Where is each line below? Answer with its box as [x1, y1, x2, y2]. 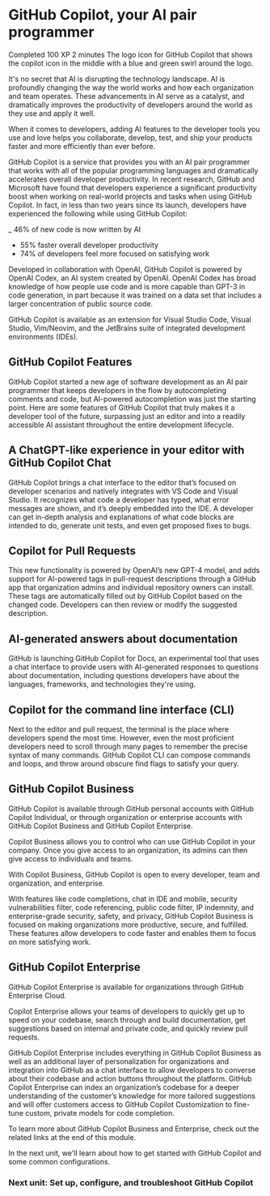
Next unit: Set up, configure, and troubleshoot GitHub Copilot [8, 1177, 254, 1188]
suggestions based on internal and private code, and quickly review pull [8, 1023, 248, 1033]
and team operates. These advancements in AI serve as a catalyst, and [8, 91, 245, 100]
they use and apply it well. [8, 108, 95, 118]
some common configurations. [8, 1156, 111, 1166]
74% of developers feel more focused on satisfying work [19, 249, 210, 258]
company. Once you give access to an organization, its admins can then [8, 845, 248, 855]
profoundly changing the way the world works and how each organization [8, 83, 255, 92]
